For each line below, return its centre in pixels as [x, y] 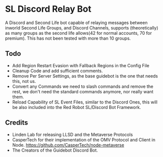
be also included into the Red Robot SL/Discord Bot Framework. [77, 107]
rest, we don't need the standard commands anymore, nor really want [83, 91]
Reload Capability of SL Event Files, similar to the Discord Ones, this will [85, 102]
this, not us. [24, 81]
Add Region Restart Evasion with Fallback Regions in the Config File [81, 65]
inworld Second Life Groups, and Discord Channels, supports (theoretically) [82, 27]
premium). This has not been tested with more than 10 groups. [68, 38]
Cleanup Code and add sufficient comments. [57, 71]
